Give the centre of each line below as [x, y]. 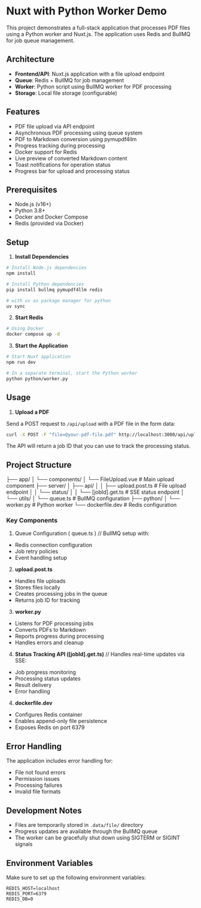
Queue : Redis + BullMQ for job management [69, 80]
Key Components [32, 521]
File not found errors [40, 772]
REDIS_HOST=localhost [33, 888]
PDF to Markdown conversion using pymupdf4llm [76, 139]
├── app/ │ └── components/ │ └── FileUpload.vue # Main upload [90, 479]
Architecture [31, 59]
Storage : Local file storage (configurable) [66, 93]
